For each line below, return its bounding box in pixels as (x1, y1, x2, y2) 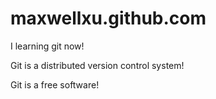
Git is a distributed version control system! (10, 59, 185, 71)
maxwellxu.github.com (10, 7, 207, 30)
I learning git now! (10, 40, 85, 52)
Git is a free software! (10, 78, 100, 91)
